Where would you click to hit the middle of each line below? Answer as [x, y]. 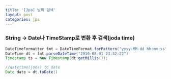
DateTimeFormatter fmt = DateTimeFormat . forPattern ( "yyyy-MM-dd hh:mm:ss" [86, 49]
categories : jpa [22, 19]
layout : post [19, 15]
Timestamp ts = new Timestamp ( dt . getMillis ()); [57, 58]
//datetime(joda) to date [33, 67]
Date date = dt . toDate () [32, 72]
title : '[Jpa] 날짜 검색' [31, 10]
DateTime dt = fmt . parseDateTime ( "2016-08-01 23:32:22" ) [67, 54]
